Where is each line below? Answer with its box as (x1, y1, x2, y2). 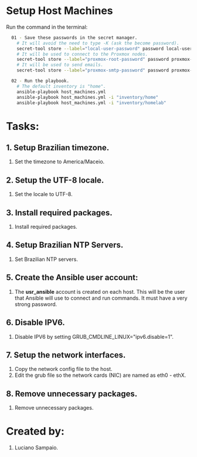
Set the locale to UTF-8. (14, 191, 73, 198)
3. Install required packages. (6, 208, 113, 218)
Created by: (6, 425, 64, 438)
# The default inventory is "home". (16, 83, 107, 89)
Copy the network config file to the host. (14, 366, 113, 373)
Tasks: (6, 119, 39, 133)
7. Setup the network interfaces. (6, 350, 126, 360)
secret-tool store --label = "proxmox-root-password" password (16, 57, 169, 63)
